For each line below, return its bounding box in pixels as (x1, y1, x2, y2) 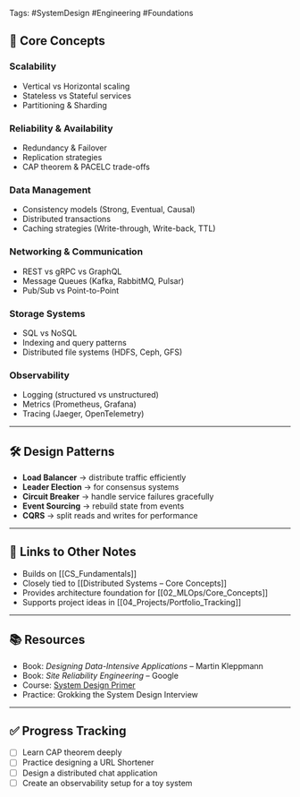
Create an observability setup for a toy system (21, 777, 193, 788)
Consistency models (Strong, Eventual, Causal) (21, 204, 196, 215)
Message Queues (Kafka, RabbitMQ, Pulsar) (21, 275, 185, 286)
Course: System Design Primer (21, 680, 136, 690)
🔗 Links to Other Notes (9, 544, 137, 560)
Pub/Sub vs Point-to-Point (21, 285, 120, 296)
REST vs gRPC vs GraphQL (21, 266, 122, 277)
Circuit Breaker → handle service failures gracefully (21, 491, 214, 501)
